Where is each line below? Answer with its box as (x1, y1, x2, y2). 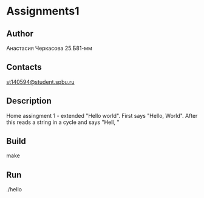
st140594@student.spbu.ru (6, 78, 75, 86)
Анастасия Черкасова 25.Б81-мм (6, 44, 93, 52)
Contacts (6, 62, 42, 72)
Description (6, 96, 52, 106)
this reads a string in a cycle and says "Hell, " (6, 118, 120, 126)
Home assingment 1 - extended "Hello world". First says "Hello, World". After (6, 112, 198, 119)
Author (6, 29, 33, 39)
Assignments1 (6, 4, 80, 18)
